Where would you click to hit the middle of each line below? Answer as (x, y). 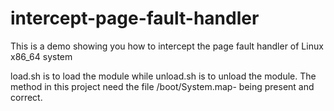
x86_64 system (41, 56)
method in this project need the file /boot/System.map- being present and (162, 86)
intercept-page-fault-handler (135, 18)
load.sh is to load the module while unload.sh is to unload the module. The (163, 76)
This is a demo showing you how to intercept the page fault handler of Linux (167, 46)
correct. (26, 97)
